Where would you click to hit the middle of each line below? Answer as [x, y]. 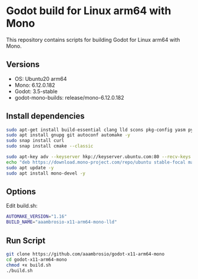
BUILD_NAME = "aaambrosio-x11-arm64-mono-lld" [62, 222]
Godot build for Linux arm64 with [89, 11]
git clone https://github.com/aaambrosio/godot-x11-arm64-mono [85, 254]
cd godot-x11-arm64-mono [37, 260]
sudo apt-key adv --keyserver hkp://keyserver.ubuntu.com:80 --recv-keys [99, 157]
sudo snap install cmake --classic [50, 146]
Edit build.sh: [22, 206]
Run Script [26, 240]
